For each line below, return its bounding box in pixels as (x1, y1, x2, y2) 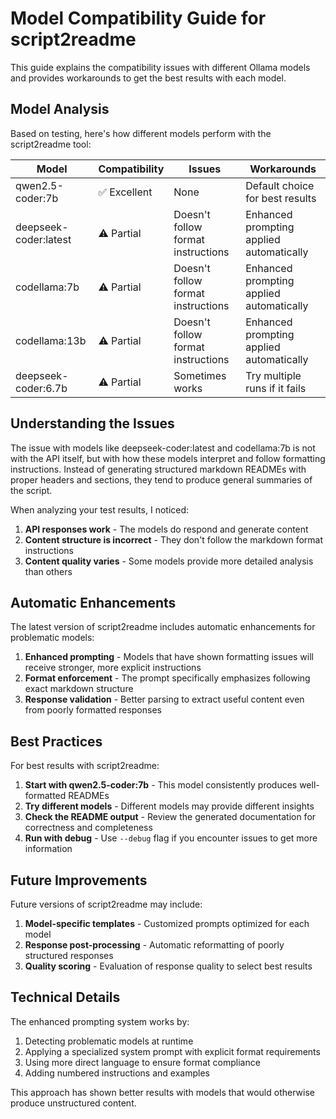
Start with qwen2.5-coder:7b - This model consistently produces (24, 779, 298, 791)
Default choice (245, 178, 315, 192)
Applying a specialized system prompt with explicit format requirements (24, 1045, 321, 1057)
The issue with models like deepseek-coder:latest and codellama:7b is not (10, 442, 316, 454)
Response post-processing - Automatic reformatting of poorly (24, 939, 285, 951)
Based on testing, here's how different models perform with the (10, 127, 272, 139)
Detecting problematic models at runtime (24, 1035, 194, 1047)
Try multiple (245, 368, 302, 382)
